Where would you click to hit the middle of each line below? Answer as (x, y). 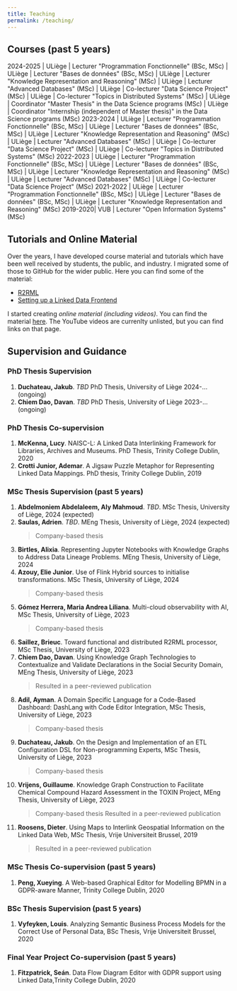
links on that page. (34, 329)
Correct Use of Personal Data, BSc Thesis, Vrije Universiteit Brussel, (117, 931)
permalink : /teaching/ (41, 21)
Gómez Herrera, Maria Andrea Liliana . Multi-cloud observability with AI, (123, 608)
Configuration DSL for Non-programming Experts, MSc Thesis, (109, 750)
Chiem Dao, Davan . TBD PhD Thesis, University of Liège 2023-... (113, 402)
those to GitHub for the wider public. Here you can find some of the (105, 271)
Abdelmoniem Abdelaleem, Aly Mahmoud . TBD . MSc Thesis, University (123, 507)
